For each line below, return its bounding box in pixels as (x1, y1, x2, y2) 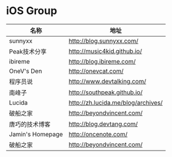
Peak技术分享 (9, 47, 47, 55)
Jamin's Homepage (9, 130, 63, 138)
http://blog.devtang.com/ (68, 119, 138, 128)
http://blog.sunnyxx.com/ (68, 36, 138, 45)
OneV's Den (9, 66, 42, 75)
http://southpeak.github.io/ (68, 88, 143, 96)
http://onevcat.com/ (68, 66, 124, 75)
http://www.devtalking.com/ (68, 77, 146, 85)
